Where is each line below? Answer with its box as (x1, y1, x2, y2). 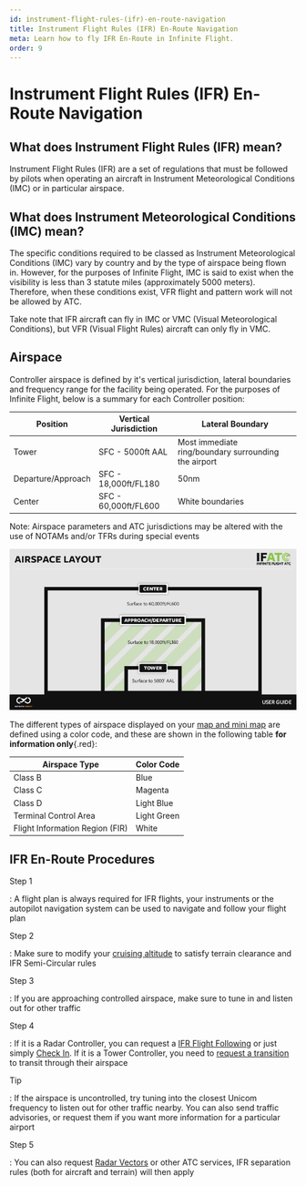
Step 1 (9, 875, 33, 887)
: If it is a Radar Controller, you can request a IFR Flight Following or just (9, 1038, 278, 1049)
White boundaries (177, 496, 244, 506)
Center (13, 496, 39, 506)
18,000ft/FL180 (98, 478, 160, 489)
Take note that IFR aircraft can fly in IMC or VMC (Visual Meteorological (9, 314, 278, 325)
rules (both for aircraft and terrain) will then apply (9, 1167, 195, 1178)
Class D (13, 797, 43, 808)
